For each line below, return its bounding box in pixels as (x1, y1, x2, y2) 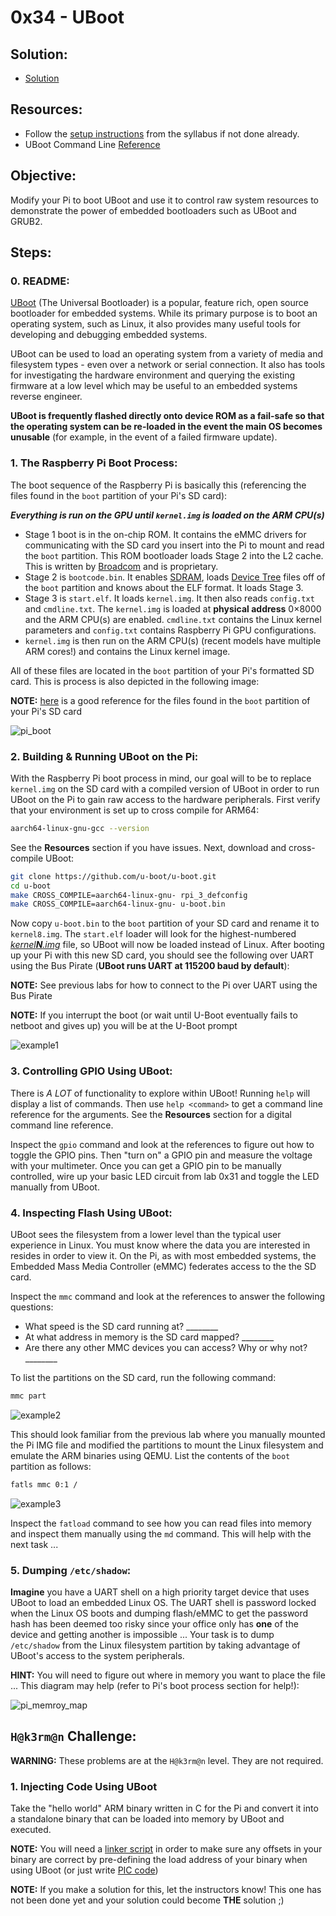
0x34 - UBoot (10, 6, 125, 29)
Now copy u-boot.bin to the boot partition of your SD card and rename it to (10, 917, 320, 930)
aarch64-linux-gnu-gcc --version (10, 823, 150, 833)
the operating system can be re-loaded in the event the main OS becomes (10, 421, 323, 433)
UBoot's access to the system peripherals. (10, 1649, 185, 1661)
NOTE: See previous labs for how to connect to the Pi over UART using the (10, 979, 318, 991)
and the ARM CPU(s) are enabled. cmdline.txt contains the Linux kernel (24, 613, 322, 625)
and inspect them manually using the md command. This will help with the (10, 1527, 312, 1540)
